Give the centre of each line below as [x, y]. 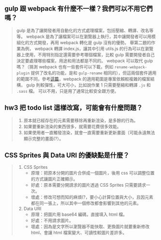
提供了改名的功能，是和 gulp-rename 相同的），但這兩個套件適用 [94, 73]
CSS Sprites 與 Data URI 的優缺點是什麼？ [67, 155]
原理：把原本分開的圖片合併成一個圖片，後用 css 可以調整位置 [93, 173]
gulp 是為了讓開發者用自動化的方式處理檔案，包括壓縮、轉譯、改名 [83, 30]
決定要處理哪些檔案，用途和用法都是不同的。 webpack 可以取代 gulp [85, 61]
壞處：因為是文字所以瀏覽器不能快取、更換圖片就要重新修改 [90, 226]
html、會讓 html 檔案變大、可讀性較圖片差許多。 [79, 233]
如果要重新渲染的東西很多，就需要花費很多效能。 [72, 126]
